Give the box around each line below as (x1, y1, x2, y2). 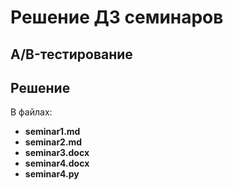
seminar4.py (24, 168, 80, 180)
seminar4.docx (24, 157, 90, 170)
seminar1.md (24, 126, 81, 138)
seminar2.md (24, 136, 83, 148)
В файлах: (10, 106, 53, 118)
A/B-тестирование (10, 46, 133, 63)
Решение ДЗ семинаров (10, 6, 224, 29)
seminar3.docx (24, 147, 90, 159)
